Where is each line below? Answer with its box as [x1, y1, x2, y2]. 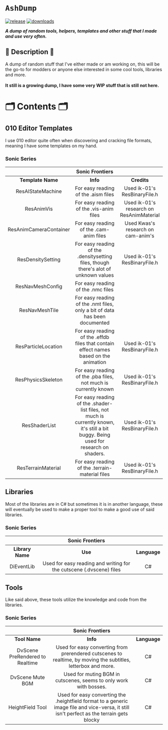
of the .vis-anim [75, 205, 114, 212]
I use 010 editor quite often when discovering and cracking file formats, [5, 137, 152, 143]
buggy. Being [79, 432, 110, 439]
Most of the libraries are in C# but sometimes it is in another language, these [5, 501, 163, 507]
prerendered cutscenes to [61, 650, 122, 657]
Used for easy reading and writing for [42, 560, 130, 567]
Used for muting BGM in [63, 671, 120, 678]
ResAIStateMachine [15, 188, 62, 195]
